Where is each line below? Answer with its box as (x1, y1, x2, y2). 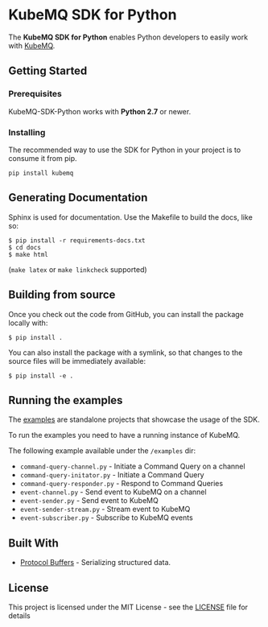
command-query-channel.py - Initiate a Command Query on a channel (19, 461, 245, 472)
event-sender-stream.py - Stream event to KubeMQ (19, 505, 191, 514)
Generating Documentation (8, 191, 148, 204)
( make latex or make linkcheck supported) (8, 264, 147, 274)
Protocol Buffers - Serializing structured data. (19, 558, 171, 567)
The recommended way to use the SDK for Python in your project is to (8, 145, 241, 155)
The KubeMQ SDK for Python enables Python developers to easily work (8, 32, 248, 42)
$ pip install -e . (8, 372, 74, 380)
